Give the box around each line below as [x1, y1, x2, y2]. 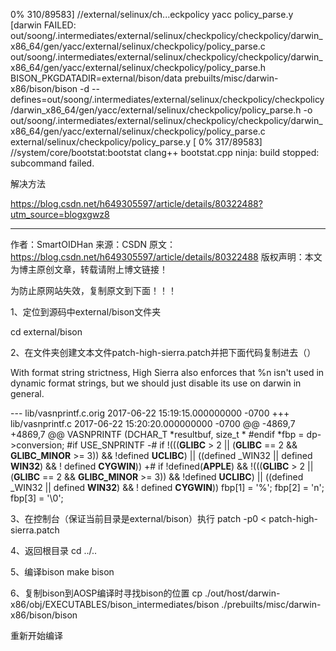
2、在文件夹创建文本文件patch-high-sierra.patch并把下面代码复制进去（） [10, 347, 317, 358]
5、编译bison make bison [10, 566, 115, 578]
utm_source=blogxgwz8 [10, 209, 110, 220]
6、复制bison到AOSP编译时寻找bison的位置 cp [10, 587, 203, 599]
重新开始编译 [10, 630, 63, 641]
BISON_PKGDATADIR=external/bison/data [10, 72, 183, 84]
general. [10, 388, 45, 399]
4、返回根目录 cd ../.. [10, 545, 98, 556]
